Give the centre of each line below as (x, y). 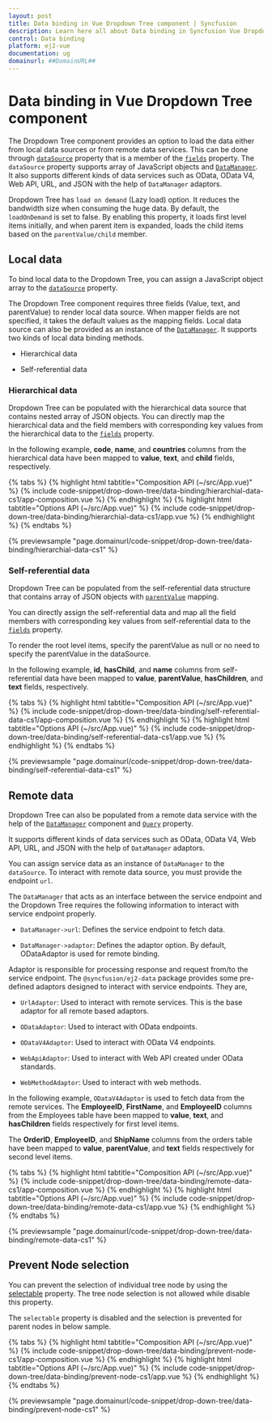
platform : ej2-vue (39, 46)
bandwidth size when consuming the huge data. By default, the (114, 208)
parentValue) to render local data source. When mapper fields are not (124, 312)
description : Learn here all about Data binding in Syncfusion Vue (125, 31)
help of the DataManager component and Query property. (101, 824)
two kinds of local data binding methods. (76, 338)
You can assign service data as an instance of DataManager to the (117, 864)
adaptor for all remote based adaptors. (85, 1011)
